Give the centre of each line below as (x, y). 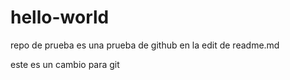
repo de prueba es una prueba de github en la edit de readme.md (145, 45)
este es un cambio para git (65, 64)
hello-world (60, 17)
